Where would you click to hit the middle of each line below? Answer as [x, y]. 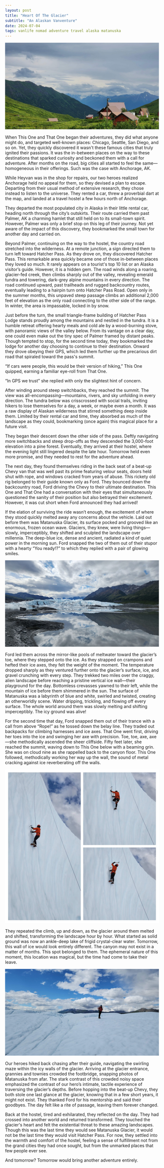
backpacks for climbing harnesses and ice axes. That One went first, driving [82, 731]
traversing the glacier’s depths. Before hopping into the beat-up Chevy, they [82, 1089]
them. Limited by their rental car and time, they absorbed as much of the [78, 416]
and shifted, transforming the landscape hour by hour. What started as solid [81, 936]
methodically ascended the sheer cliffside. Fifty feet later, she [80, 742]
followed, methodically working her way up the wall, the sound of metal [77, 757]
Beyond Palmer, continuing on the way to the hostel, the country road [75, 243]
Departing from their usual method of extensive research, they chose [74, 188]
